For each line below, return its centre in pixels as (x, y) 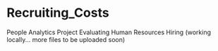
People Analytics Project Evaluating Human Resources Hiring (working (109, 32)
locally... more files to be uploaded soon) (66, 39)
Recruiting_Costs (58, 13)
